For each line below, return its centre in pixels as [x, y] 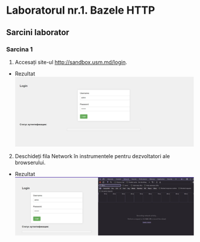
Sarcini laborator [38, 32]
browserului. [30, 163]
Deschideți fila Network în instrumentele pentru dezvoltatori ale [92, 156]
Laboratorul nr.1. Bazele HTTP [81, 10]
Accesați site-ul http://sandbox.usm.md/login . [71, 62]
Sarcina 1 [20, 49]
